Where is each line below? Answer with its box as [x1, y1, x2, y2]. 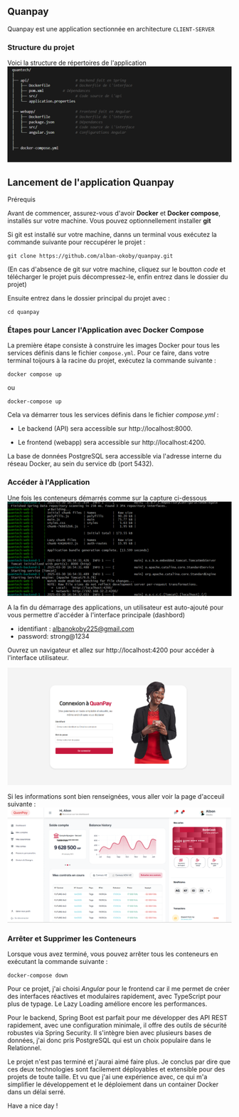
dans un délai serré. [7, 1087, 66, 1096]
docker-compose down [7, 972, 69, 979]
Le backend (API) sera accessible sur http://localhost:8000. [17, 424, 193, 433]
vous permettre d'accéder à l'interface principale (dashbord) [7, 611, 186, 619]
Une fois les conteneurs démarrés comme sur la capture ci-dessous [7, 493, 208, 502]
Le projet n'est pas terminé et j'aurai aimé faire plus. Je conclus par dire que [7, 1057, 231, 1066]
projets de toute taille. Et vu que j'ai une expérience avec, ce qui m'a [7, 1072, 208, 1081]
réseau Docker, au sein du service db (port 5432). [7, 459, 154, 468]
